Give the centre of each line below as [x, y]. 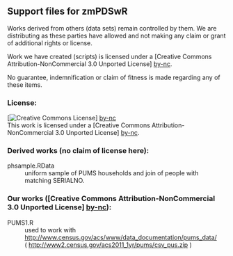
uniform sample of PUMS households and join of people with [112, 173]
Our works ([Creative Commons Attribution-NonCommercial [111, 199]
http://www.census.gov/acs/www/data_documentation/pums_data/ [121, 237]
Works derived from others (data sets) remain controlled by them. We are [112, 28]
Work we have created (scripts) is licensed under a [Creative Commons [110, 56]
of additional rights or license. [50, 43]
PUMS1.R [20, 223]
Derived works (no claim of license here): [78, 151]
